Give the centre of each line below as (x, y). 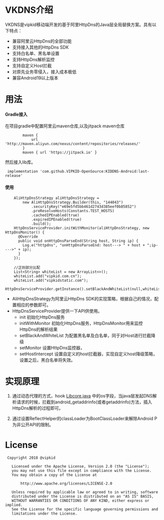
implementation (22, 172)
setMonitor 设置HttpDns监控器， (52, 347)
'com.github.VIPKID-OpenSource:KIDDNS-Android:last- (95, 172)
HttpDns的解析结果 (38, 329)
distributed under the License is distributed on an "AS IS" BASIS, (82, 496)
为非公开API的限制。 (33, 425)
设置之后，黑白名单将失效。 (47, 360)
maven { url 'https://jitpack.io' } (60, 152)
